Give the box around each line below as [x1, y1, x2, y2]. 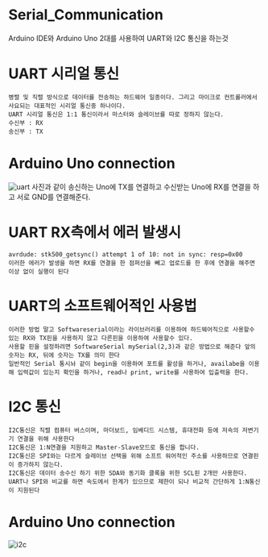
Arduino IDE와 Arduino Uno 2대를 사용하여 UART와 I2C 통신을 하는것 [8, 33, 229, 43]
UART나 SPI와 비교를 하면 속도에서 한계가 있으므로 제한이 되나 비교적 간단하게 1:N [8, 477, 249, 485]
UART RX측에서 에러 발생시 [8, 223, 181, 241]
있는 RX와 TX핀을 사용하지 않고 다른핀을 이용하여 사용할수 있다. [8, 334, 193, 342]
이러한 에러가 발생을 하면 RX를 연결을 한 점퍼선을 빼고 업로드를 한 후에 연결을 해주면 [8, 259, 256, 267]
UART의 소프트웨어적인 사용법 [8, 297, 197, 315]
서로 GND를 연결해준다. [16, 192, 91, 202]
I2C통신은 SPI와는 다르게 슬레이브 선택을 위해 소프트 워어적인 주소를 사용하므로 [8, 451, 239, 460]
